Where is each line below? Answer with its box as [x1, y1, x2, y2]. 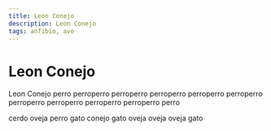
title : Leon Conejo [8, 11, 75, 20]
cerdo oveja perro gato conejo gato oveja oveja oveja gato [8, 113, 203, 123]
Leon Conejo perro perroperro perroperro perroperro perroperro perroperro [8, 89, 263, 98]
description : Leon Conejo [8, 20, 96, 28]
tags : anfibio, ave [8, 27, 75, 35]
